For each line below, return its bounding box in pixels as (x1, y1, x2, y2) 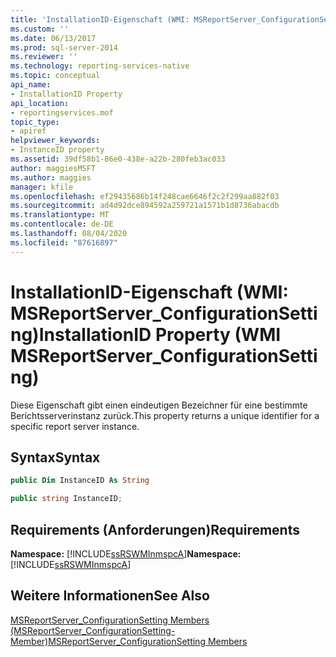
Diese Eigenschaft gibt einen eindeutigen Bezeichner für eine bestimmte (10, 399, 308, 411)
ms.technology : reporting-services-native (10, 61, 190, 71)
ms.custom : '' (10, 24, 70, 34)
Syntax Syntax (10, 449, 101, 466)
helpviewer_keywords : (10, 136, 101, 146)
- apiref (10, 126, 47, 136)
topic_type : (10, 117, 60, 127)
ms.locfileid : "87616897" (10, 237, 118, 248)
